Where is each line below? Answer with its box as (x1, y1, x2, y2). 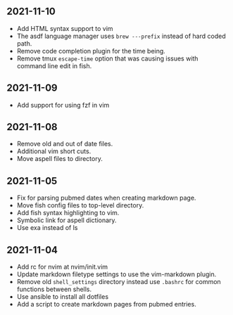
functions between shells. (16, 285, 92, 294)
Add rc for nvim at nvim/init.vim (16, 263, 108, 271)
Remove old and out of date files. (16, 140, 113, 148)
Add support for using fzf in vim (16, 101, 110, 109)
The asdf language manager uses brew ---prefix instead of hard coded (16, 32, 226, 40)
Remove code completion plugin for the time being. (16, 46, 166, 55)
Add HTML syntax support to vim (16, 24, 113, 32)
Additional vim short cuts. (16, 147, 92, 155)
